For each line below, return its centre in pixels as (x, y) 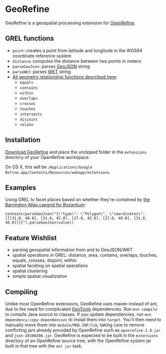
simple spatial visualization (40, 276)
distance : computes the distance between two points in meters (77, 61)
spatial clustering (30, 271)
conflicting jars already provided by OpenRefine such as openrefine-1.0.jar (83, 330)
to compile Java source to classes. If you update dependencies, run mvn (78, 314)
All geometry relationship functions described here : (65, 77)
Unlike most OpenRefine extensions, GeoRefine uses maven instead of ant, (82, 304)
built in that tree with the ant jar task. (44, 346)
